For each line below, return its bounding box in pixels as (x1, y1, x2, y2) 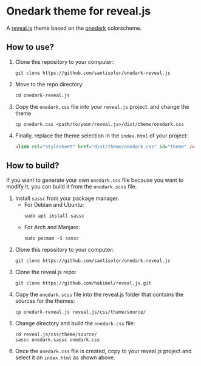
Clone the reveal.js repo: (15, 269, 77, 276)
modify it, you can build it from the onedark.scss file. (6, 183, 137, 190)
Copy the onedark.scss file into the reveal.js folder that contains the (15, 291, 184, 299)
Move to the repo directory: (15, 80, 84, 88)
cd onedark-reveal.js (15, 92, 70, 98)
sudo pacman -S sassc (24, 235, 79, 241)
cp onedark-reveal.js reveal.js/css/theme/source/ (15, 309, 146, 316)
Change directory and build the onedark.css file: (15, 320, 135, 327)
